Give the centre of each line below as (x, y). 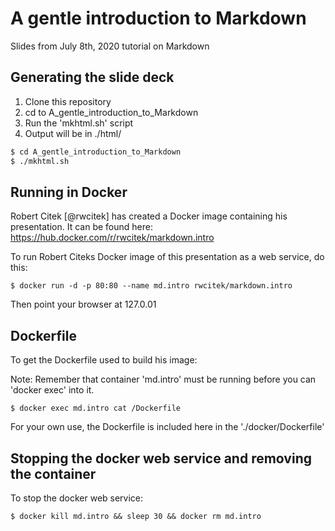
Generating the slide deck (92, 77)
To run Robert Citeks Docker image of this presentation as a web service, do (167, 257)
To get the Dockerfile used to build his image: (104, 360)
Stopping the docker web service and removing (161, 458)
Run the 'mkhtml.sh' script (79, 123)
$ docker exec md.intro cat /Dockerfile (96, 408)
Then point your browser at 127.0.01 (83, 304)
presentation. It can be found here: (81, 227)
